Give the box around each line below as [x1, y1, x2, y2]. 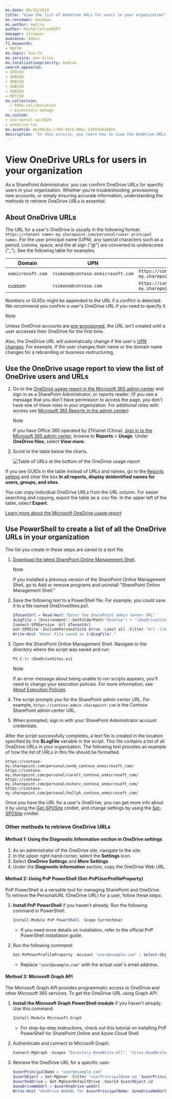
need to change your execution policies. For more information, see [12, 681, 153, 687]
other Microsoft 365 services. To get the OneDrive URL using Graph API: [5, 990, 158, 996]
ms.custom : [5, 112, 29, 118]
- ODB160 [5, 74, 24, 80]
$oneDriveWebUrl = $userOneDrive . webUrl [12, 1084, 100, 1089]
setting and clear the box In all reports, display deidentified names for [5, 473, 155, 480]
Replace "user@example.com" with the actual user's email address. [20, 961, 159, 968]
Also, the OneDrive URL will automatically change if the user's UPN [5, 338, 147, 345]
